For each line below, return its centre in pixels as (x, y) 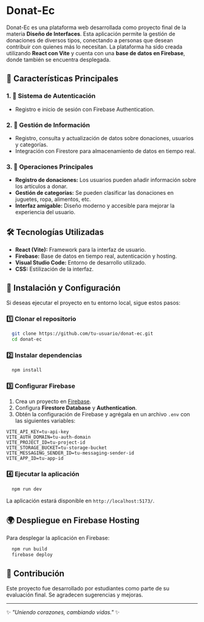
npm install (27, 370)
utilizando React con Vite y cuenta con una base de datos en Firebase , (96, 53)
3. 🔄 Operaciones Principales (50, 166)
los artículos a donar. (41, 186)
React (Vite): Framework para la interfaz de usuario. (80, 250)
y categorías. (32, 144)
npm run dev (27, 489)
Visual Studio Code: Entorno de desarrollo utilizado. (81, 263)
